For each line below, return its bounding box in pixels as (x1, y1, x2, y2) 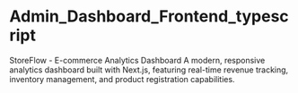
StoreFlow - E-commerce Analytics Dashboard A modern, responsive (9, 55, 266, 65)
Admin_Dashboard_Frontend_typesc (9, 6, 289, 27)
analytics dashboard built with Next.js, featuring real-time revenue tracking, (9, 64, 289, 75)
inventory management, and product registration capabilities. (9, 73, 235, 84)
